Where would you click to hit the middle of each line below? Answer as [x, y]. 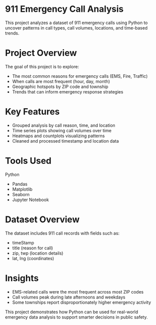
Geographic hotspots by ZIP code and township [60, 87]
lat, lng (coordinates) [33, 258]
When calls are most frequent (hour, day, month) [61, 81]
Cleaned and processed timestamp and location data [65, 141]
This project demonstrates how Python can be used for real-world [72, 312]
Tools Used [28, 161]
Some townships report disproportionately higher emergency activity [82, 302]
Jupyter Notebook [30, 200]
